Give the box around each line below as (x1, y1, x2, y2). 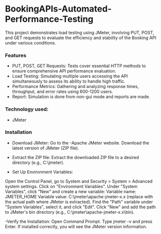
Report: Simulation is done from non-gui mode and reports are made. (12, 94, 150, 100)
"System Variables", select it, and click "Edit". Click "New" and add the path (5, 204, 156, 210)
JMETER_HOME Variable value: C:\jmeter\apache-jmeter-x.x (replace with (5, 193, 153, 199)
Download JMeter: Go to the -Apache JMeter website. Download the (12, 140, 149, 146)
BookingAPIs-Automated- (5, 3, 112, 15)
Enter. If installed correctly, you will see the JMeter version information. (5, 223, 147, 229)
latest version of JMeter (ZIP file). (12, 145, 79, 151)
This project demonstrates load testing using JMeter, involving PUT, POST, (5, 29, 154, 35)
